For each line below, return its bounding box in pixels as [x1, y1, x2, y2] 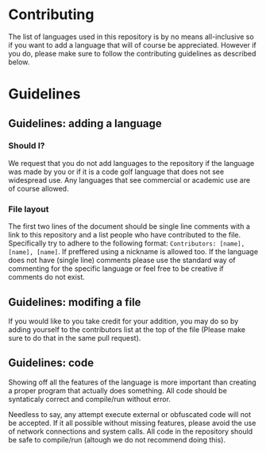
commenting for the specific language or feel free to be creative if [8, 264, 224, 273]
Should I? [8, 141, 45, 152]
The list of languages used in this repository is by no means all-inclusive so [8, 32, 254, 41]
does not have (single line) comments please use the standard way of [8, 256, 236, 265]
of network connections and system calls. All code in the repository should [8, 427, 253, 436]
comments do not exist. [8, 272, 86, 282]
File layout [8, 203, 49, 214]
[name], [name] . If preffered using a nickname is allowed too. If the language [8, 247, 259, 257]
